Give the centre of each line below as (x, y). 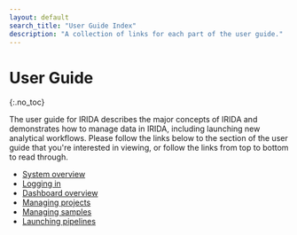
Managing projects (56, 203)
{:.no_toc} (27, 102)
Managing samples (57, 212)
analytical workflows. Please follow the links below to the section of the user (148, 138)
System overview (54, 175)
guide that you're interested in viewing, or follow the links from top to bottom (149, 148)
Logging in (42, 184)
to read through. (39, 157)
